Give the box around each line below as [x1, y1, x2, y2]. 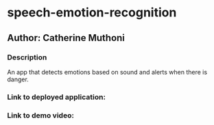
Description [7, 53, 47, 62]
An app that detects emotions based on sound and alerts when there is [7, 68, 208, 76]
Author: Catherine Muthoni [7, 32, 126, 44]
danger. [7, 75, 29, 83]
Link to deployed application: [7, 92, 106, 102]
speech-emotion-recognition [7, 5, 177, 20]
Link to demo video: [7, 111, 74, 120]
